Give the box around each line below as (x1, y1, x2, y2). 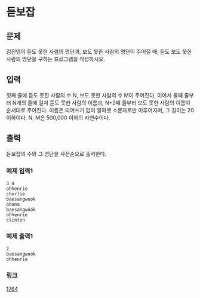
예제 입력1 (6, 167, 33, 175)
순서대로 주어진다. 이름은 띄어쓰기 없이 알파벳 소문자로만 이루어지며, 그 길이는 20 (6, 106, 194, 113)
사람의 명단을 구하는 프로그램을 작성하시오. (6, 56, 106, 63)
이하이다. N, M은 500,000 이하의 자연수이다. (6, 114, 110, 121)
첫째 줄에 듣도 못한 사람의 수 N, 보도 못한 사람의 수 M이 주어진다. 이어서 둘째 (6, 91, 183, 99)
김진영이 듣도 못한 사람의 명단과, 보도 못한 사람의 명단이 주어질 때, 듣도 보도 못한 (6, 48, 192, 55)
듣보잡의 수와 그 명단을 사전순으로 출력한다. (6, 150, 107, 157)
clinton (6, 217, 26, 223)
